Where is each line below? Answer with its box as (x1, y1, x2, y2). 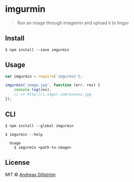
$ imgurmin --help (5, 132, 43, 137)
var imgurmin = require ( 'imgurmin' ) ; (5, 74, 83, 79)
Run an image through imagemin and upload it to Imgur (17, 20, 129, 26)
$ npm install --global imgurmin (5, 123, 74, 128)
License (5, 158, 30, 167)
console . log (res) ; (14, 88, 52, 92)
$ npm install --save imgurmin (5, 47, 69, 52)
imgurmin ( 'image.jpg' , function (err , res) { (5, 83, 100, 88)
